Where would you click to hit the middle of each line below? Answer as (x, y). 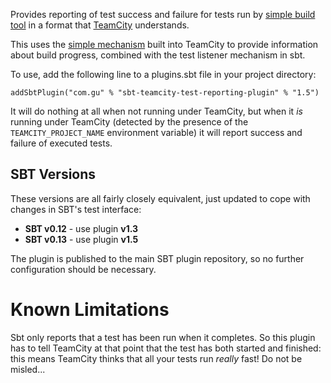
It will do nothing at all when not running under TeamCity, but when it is (156, 111)
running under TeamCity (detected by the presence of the (129, 122)
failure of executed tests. (61, 143)
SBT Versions (53, 174)
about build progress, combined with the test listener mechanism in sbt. (158, 55)
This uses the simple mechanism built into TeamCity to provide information (164, 44)
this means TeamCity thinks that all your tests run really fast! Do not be (156, 358)
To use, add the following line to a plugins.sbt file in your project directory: (163, 74)
